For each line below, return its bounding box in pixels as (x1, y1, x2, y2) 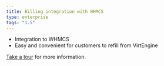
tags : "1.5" (6, 19, 35, 25)
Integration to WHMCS (14, 36, 69, 43)
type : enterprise (6, 14, 49, 20)
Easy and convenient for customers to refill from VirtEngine (14, 42, 158, 49)
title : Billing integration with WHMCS (6, 8, 104, 15)
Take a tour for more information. (6, 54, 86, 61)
